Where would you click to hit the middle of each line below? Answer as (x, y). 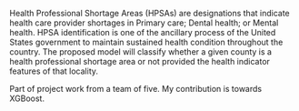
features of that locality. (54, 71)
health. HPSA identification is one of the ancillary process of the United (143, 32)
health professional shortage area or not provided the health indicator (140, 61)
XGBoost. (27, 98)
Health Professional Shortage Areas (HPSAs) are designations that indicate (150, 13)
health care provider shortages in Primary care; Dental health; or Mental (144, 23)
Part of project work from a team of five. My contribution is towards (135, 89)
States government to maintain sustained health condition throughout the (146, 42)
